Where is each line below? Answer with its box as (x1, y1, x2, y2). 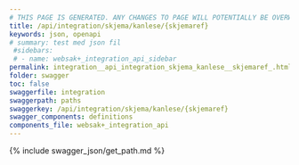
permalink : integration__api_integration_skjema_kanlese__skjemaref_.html (9, 63, 293, 72)
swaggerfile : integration (9, 87, 105, 96)
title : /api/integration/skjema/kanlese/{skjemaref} (9, 21, 209, 30)
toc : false (9, 79, 50, 88)
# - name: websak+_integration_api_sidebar (12, 54, 177, 63)
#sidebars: (12, 46, 53, 55)
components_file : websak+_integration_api (9, 121, 169, 130)
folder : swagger (9, 71, 69, 80)
